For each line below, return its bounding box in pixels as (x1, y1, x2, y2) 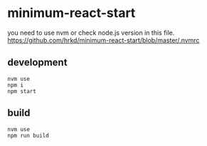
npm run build (7, 132, 50, 139)
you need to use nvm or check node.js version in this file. (7, 28, 175, 37)
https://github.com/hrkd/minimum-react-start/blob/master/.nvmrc (7, 35, 200, 44)
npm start (7, 87, 37, 95)
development (7, 57, 68, 69)
